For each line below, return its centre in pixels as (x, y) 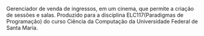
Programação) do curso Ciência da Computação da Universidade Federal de (102, 21)
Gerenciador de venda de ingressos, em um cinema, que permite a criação (100, 9)
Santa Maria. (22, 28)
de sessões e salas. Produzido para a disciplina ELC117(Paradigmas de (95, 15)
